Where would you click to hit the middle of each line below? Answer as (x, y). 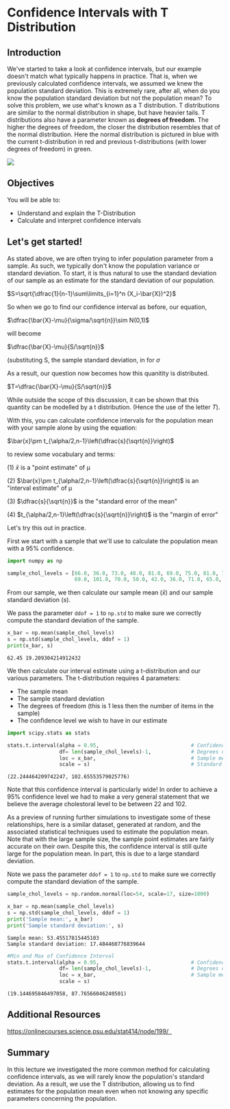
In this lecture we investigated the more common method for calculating (108, 1069)
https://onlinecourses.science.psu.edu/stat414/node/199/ (88, 1031)
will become (24, 333)
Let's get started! (45, 242)
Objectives (31, 183)
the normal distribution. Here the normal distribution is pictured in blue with (113, 134)
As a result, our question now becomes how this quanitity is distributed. (108, 373)
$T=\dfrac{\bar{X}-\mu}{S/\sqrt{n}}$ (59, 386)
